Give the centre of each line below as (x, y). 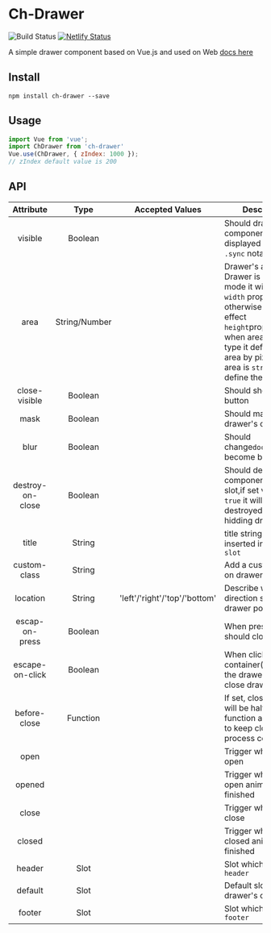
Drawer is (242, 277)
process (240, 738)
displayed (243, 243)
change (239, 447)
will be (237, 708)
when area (244, 337)
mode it (239, 286)
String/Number (83, 322)
